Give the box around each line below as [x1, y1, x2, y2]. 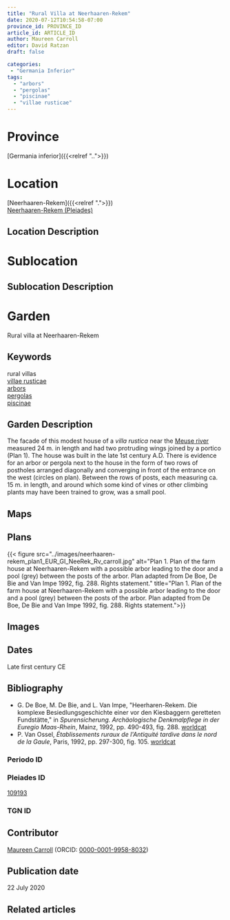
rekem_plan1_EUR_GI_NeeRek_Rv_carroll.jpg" [7, 557, 136, 565]
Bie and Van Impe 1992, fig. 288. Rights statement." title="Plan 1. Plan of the [7, 579, 222, 587]
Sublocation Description [7, 280, 114, 293]
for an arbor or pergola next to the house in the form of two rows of [7, 459, 198, 467]
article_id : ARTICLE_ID [7, 29, 76, 36]
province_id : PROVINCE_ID [7, 23, 81, 30]
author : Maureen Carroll [7, 36, 79, 43]
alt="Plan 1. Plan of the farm [136, 557, 216, 565]
